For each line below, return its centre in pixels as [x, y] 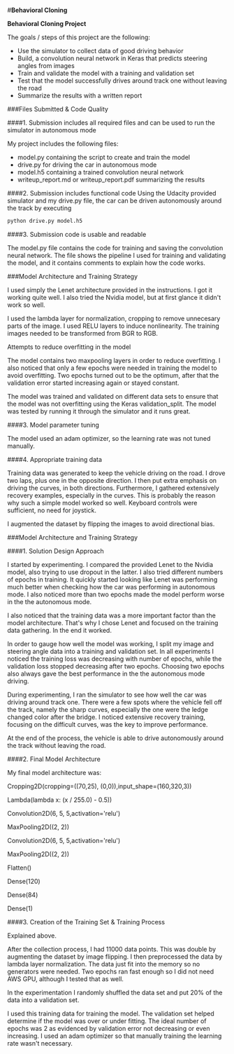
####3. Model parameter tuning [53, 425]
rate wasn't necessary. [40, 1043]
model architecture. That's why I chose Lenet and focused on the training [113, 622]
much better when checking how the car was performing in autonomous [111, 587]
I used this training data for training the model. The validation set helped [111, 1013]
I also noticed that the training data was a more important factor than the [112, 615]
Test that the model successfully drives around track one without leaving [122, 81]
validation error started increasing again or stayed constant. [93, 383]
